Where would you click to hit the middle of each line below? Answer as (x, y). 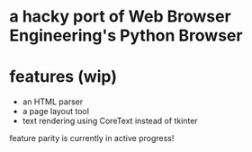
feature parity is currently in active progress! (92, 139)
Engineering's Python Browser (126, 36)
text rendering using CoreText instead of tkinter (110, 121)
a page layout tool (56, 112)
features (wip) (63, 77)
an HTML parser (53, 102)
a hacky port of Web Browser (120, 17)
